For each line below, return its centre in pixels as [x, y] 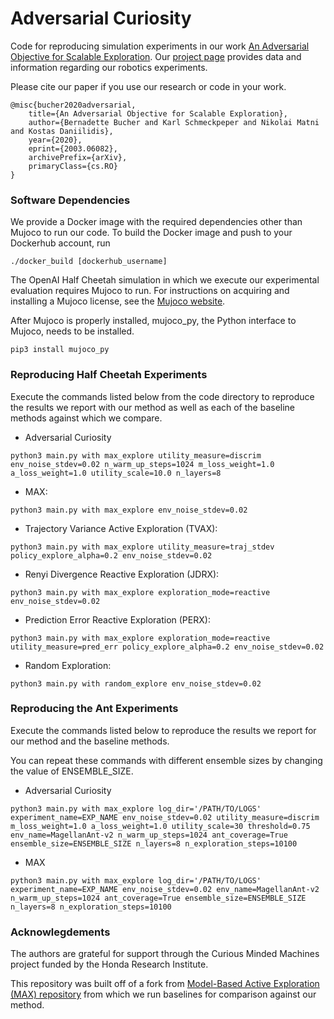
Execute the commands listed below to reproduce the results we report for [163, 730]
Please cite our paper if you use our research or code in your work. [148, 86]
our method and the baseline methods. [90, 741]
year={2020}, [55, 140]
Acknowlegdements [60, 932]
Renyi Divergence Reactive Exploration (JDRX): [122, 574]
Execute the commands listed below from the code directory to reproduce [162, 396]
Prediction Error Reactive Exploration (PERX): [117, 619]
